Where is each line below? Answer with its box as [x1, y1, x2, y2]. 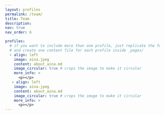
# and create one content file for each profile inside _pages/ [9, 47, 144, 53]
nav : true [5, 25, 26, 30]
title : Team [5, 16, 29, 21]
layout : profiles [5, 7, 41, 12]
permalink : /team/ [5, 12, 43, 17]
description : [5, 21, 32, 26]
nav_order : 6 [5, 30, 32, 35]
